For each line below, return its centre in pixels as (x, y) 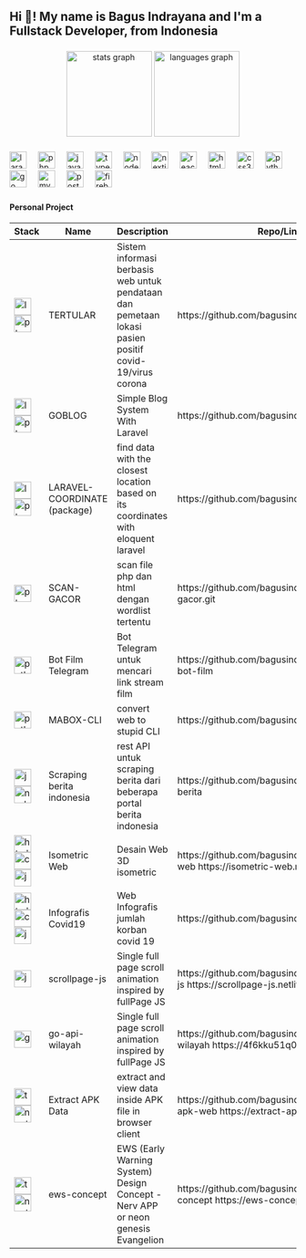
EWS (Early (141, 1149)
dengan (133, 598)
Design (132, 1182)
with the (134, 459)
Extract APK (74, 1099)
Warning (135, 1159)
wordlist (134, 610)
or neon (133, 1217)
